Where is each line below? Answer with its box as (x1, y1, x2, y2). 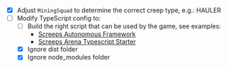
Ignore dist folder (27, 45, 79, 54)
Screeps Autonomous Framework (38, 30, 136, 38)
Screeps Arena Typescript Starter (38, 38, 136, 46)
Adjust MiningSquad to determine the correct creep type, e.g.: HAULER (16, 6, 222, 14)
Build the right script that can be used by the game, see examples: (27, 22, 221, 30)
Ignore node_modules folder (27, 53, 110, 62)
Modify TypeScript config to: (16, 14, 101, 23)
